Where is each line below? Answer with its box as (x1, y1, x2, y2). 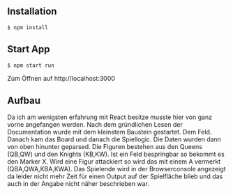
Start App (7, 43, 50, 55)
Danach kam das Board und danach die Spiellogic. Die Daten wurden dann (7, 135, 222, 143)
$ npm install (7, 24, 49, 31)
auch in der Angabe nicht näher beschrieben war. (7, 180, 150, 188)
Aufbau (7, 94, 40, 107)
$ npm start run (7, 62, 54, 69)
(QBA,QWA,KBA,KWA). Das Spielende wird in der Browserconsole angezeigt (7, 165, 226, 173)
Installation (7, 6, 57, 17)
